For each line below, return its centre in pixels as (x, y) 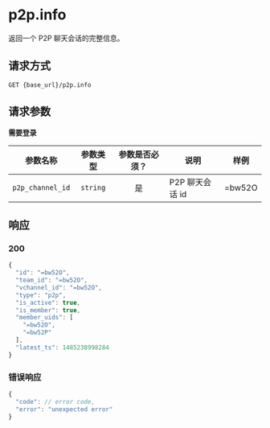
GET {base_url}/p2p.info (50, 85)
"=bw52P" (37, 333)
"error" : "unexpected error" (64, 409)
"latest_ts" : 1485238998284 (63, 348)
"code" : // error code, (55, 401)
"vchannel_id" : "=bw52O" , (59, 287)
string (93, 187)
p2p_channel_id (41, 187)
